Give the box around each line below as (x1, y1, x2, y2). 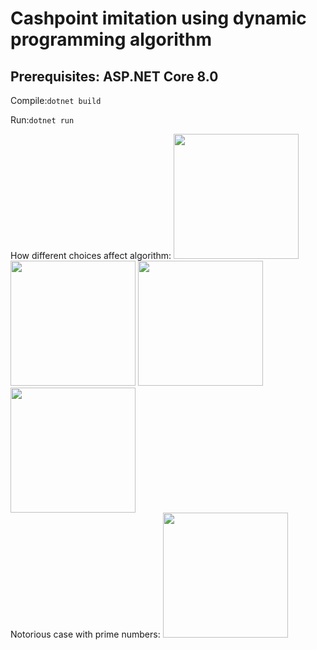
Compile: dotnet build (10, 95, 102, 106)
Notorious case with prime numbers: (10, 628, 161, 640)
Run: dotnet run (10, 114, 75, 126)
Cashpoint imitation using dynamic (10, 7, 307, 30)
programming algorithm (10, 28, 213, 51)
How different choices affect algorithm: (10, 250, 172, 261)
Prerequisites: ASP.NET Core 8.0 (10, 68, 219, 85)
